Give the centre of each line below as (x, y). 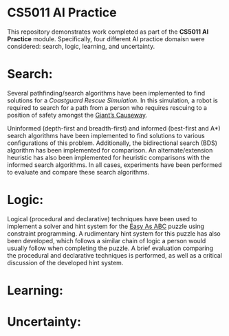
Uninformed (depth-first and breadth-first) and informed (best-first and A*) (114, 128)
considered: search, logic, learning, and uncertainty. (81, 46)
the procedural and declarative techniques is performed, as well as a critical (115, 255)
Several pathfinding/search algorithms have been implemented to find (106, 93)
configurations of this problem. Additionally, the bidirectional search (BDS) (112, 143)
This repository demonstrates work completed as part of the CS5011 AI (108, 32)
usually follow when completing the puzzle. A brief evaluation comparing (110, 248)
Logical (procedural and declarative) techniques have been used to (102, 219)
